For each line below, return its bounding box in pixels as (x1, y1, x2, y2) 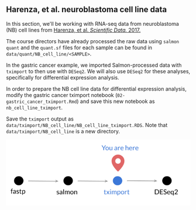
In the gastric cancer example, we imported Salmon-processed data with (6, 61, 182, 68)
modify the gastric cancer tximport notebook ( (6, 91, 118, 98)
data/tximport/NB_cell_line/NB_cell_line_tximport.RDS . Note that (6, 121, 168, 128)
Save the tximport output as (6, 115, 74, 122)
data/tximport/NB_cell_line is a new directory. (6, 128, 120, 135)
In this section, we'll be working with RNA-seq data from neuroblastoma (6, 20, 180, 27)
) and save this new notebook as (77, 98, 155, 105)
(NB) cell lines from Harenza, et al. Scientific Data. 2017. (6, 26, 141, 33)
